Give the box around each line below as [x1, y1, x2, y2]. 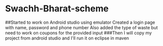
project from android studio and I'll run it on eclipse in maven [5, 35, 129, 41]
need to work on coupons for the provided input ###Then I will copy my [5, 30, 152, 36]
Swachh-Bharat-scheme [5, 3, 109, 14]
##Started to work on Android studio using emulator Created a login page [5, 19, 155, 25]
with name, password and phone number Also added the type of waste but [5, 24, 158, 30]
